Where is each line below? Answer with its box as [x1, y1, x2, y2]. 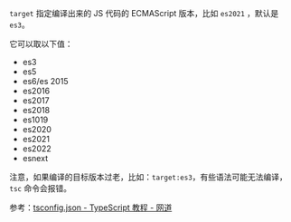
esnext [22, 153, 48, 163]
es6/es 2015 [22, 76, 69, 86]
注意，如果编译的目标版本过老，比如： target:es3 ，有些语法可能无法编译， [9, 171, 287, 182]
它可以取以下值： [9, 39, 73, 49]
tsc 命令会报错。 [9, 183, 72, 193]
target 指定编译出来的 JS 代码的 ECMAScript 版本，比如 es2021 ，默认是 [9, 8, 279, 18]
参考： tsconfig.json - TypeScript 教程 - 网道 [9, 202, 173, 213]
